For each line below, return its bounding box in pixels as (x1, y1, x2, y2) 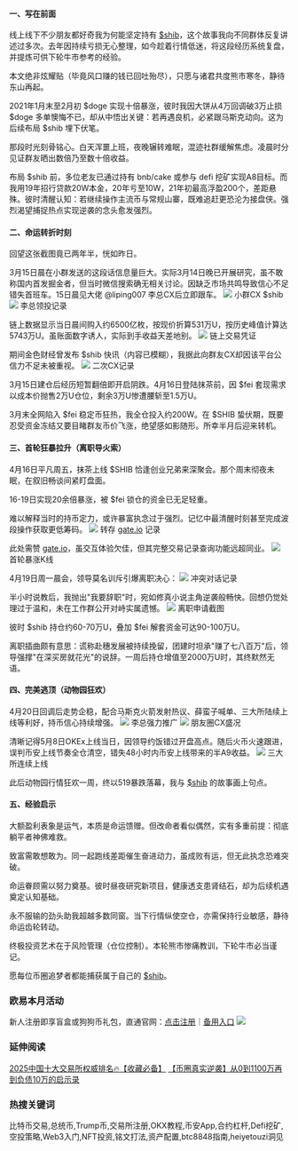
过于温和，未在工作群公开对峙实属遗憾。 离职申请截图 (16, 602, 224, 613)
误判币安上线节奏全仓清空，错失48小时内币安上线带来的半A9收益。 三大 (9, 747, 284, 758)
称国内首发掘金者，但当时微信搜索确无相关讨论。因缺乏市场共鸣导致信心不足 (9, 278, 289, 289)
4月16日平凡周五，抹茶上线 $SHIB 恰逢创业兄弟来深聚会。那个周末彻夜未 (9, 464, 275, 474)
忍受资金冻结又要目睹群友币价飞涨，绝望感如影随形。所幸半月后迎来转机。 (9, 420, 281, 431)
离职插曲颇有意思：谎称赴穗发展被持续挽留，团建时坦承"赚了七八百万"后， (9, 640, 281, 651)
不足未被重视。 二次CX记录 (24, 361, 135, 371)
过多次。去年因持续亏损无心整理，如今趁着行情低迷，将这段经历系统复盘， (16, 41, 289, 52)
